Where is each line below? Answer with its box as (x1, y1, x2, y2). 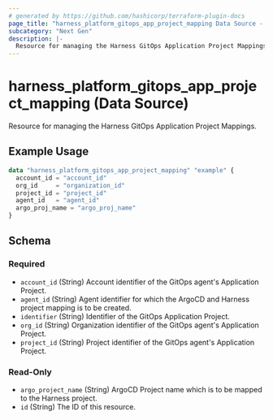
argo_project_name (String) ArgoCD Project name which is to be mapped (19, 384, 262, 394)
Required (8, 258, 45, 270)
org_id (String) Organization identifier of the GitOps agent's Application (19, 320, 260, 330)
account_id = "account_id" (15, 174, 107, 182)
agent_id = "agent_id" (15, 197, 100, 205)
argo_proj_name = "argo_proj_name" (15, 204, 136, 212)
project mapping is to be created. (19, 302, 132, 313)
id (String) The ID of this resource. (19, 401, 136, 411)
